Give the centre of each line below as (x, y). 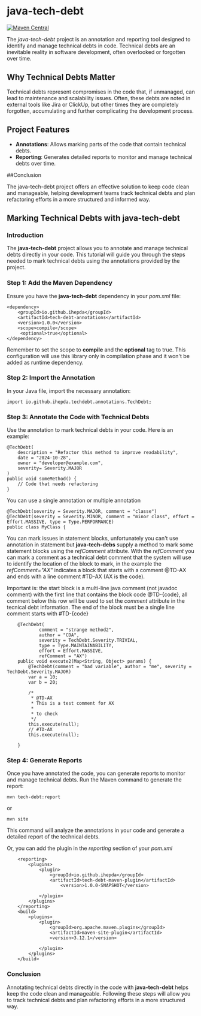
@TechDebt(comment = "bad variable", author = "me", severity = (110, 667)
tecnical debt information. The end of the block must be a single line (91, 608)
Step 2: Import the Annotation (51, 378)
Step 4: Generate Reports (45, 761)
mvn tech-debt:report (34, 797)
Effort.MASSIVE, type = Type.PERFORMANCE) (60, 522)
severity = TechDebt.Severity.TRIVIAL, (88, 641)
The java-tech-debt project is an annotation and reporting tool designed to (99, 39)
